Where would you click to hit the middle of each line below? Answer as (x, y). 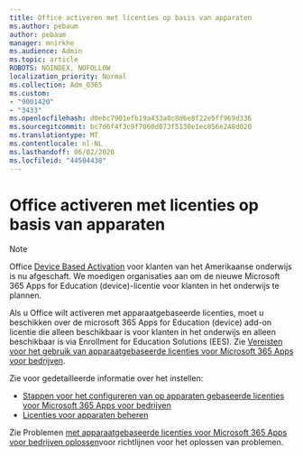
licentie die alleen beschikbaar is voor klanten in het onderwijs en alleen (143, 332)
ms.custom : (30, 93)
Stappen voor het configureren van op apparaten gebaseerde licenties (153, 396)
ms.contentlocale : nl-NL (56, 144)
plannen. (26, 295)
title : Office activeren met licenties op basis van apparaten (131, 18)
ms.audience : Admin (46, 51)
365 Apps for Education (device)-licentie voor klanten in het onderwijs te (144, 286)
